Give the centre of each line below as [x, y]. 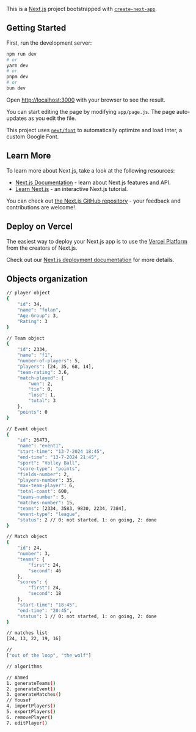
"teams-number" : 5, [42, 497]
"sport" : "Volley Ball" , [49, 463]
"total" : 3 [42, 401]
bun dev [16, 88]
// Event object [27, 429]
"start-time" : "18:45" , [48, 605]
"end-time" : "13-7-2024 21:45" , [58, 457]
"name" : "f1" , [35, 355]
